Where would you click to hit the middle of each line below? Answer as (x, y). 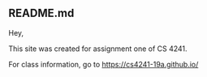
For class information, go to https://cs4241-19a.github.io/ (103, 64)
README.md (41, 13)
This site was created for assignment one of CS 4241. (98, 49)
